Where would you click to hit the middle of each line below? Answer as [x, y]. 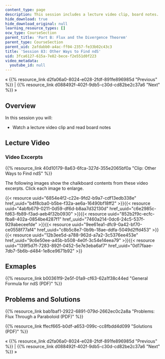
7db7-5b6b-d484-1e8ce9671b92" [40, 251]
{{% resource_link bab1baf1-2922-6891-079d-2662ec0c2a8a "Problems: [80, 311]
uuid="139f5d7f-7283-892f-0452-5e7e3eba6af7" [56, 245]
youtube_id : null [28, 65]
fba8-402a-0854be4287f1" [33, 219]
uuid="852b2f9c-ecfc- [131, 214]
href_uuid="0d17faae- [131, 245]
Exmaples [21, 267]
